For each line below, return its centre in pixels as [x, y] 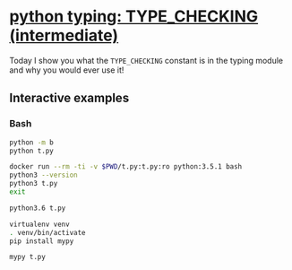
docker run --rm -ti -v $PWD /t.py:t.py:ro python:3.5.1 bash [126, 167]
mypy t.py [28, 257]
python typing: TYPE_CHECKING [134, 17]
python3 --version [43, 175]
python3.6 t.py [38, 208]
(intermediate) [64, 35]
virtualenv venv [39, 224]
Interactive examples [69, 98]
